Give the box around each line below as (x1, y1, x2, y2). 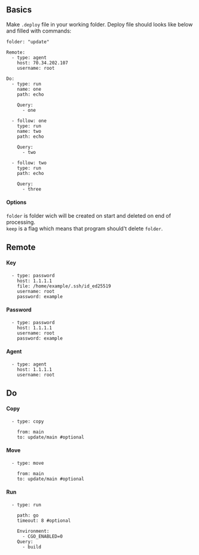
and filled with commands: (6, 27, 72, 34)
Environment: (17, 529, 50, 535)
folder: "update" (6, 38, 50, 44)
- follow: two (11, 159, 47, 166)
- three (22, 186, 42, 192)
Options (6, 198, 27, 206)
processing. (6, 219, 36, 226)
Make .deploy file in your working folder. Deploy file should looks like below (6, 20, 193, 28)
